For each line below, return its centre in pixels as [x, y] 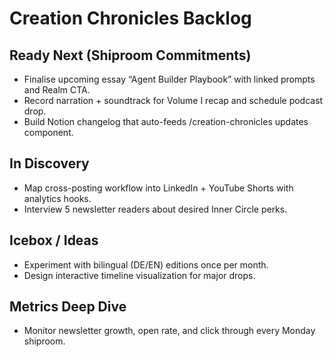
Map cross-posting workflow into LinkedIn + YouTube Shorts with [158, 188]
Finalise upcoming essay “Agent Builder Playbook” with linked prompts [169, 79]
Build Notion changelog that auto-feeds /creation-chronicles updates [166, 121]
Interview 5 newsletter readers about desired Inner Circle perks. [155, 209]
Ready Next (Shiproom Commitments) [130, 55]
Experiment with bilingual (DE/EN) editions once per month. [146, 264]
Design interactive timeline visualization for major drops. [139, 275]
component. [48, 132]
